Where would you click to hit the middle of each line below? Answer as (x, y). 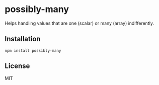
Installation (23, 39)
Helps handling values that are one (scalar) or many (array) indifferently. (79, 23)
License (17, 66)
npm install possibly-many (33, 51)
